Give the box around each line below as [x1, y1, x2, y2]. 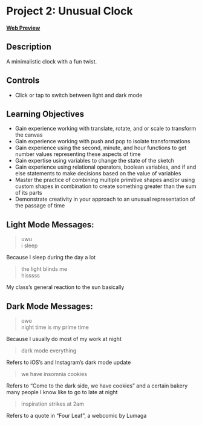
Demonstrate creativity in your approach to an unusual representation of [15, 195, 195, 203]
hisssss [21, 272, 41, 279]
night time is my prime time [21, 323, 89, 331]
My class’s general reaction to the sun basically [6, 284, 125, 291]
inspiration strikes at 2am [21, 400, 85, 407]
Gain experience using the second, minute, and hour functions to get [15, 144, 187, 152]
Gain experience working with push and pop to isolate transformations [15, 138, 191, 145]
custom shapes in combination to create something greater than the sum [15, 183, 197, 190]
